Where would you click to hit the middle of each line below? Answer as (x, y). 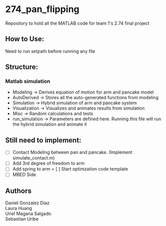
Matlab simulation (28, 82)
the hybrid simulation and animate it (50, 124)
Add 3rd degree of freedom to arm (48, 163)
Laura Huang (19, 208)
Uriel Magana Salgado (28, 214)
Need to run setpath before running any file (50, 51)
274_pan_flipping (42, 9)
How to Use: (25, 39)
